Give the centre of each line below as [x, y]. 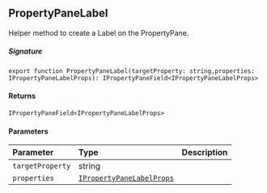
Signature [25, 51]
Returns [22, 96]
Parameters [28, 131]
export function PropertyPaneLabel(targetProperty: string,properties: [131, 71]
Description [205, 152]
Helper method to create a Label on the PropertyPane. [99, 32]
